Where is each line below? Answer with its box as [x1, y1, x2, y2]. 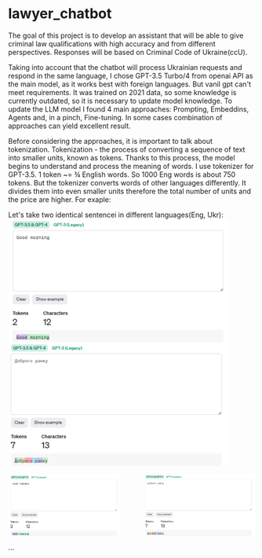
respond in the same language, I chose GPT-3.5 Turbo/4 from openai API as [8, 71, 253, 80]
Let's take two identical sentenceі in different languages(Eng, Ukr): [8, 210, 224, 219]
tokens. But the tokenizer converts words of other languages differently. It [8, 178, 247, 187]
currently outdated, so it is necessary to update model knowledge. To [8, 96, 233, 105]
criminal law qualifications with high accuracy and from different [8, 39, 216, 48]
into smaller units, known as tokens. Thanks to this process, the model [8, 152, 235, 162]
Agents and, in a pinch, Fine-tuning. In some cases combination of [8, 112, 223, 122]
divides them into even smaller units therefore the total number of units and [8, 186, 252, 196]
